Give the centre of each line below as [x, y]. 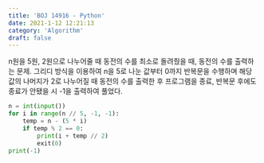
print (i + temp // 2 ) [73, 136]
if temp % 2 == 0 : [53, 128]
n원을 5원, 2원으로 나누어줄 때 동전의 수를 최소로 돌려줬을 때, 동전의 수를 [121, 61]
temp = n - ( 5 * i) [55, 121]
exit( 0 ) [49, 143]
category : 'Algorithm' [46, 30]
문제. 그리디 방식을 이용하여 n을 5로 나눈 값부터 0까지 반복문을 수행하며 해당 [134, 72]
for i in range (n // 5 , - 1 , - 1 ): [64, 114]
